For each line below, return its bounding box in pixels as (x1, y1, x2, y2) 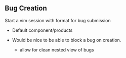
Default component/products (12, 27, 73, 33)
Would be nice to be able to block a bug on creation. (12, 37, 121, 43)
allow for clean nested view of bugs (19, 46, 94, 52)
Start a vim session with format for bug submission (5, 17, 111, 23)
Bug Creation (5, 4, 48, 13)
